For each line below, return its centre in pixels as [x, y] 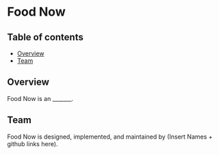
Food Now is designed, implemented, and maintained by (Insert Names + [110, 137]
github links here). [33, 143]
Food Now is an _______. [40, 98]
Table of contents [45, 37]
